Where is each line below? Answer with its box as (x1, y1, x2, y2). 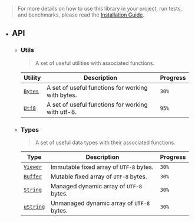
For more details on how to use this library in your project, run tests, (17, 5, 183, 12)
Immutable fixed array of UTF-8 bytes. (50, 162, 154, 171)
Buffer (23, 173, 42, 179)
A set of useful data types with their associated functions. (35, 139, 176, 146)
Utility (23, 73, 41, 81)
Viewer (23, 164, 42, 170)
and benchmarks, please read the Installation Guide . (17, 11, 144, 18)
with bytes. (47, 91, 77, 99)
